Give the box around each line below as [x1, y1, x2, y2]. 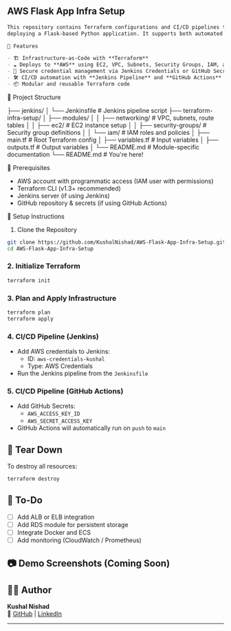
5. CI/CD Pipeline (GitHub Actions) [7, 387, 124, 396]
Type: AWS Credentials [27, 362, 93, 370]
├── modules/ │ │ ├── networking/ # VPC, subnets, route [47, 114, 214, 122]
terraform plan [7, 309, 51, 316]
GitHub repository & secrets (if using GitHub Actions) [16, 199, 167, 207]
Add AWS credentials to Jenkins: [16, 347, 110, 356]
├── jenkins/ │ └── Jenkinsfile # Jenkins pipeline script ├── [7, 106, 182, 114]
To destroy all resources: [7, 462, 78, 471]
